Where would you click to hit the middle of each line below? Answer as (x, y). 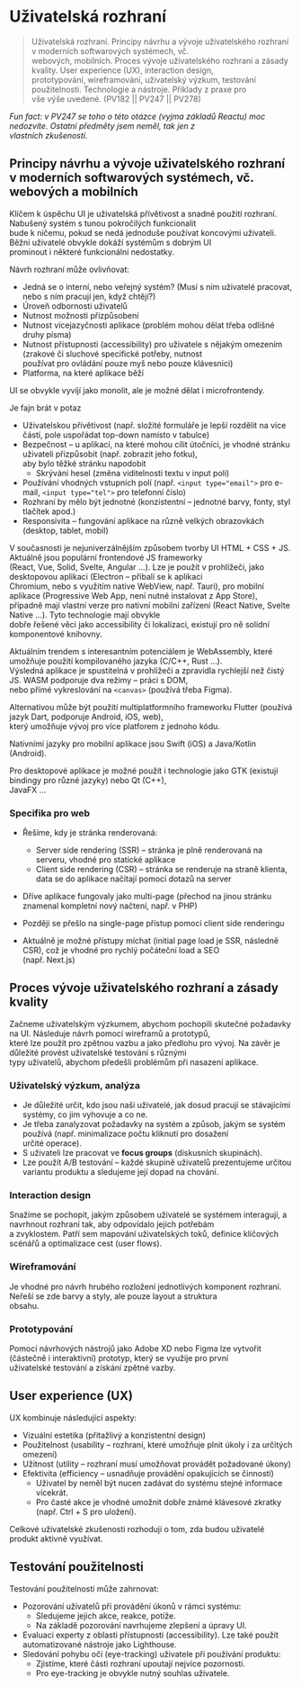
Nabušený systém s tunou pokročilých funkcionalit (103, 223)
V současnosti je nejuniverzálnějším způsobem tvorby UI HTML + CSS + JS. (150, 547)
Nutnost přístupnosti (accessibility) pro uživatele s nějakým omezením (152, 344)
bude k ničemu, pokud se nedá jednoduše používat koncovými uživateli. (143, 232)
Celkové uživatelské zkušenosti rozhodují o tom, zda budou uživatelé (137, 1529)
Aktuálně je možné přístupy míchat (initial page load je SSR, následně (150, 941)
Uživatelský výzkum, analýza (75, 1085)
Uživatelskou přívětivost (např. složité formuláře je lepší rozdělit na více (154, 425)
